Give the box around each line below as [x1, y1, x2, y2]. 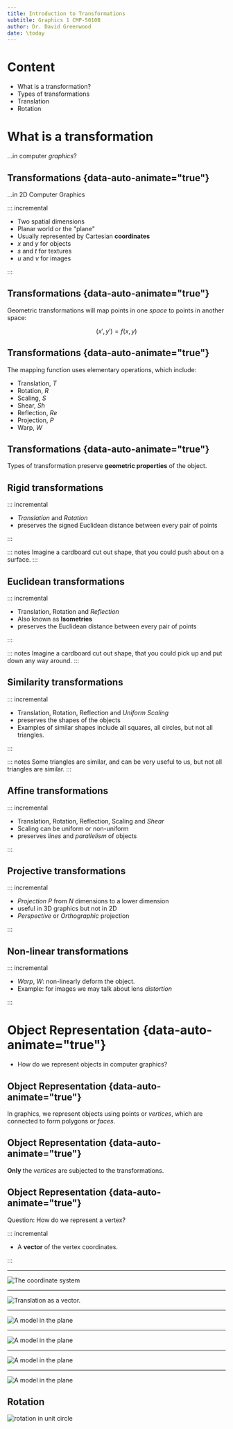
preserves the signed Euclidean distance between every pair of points [17, 521, 218, 530]
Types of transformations [17, 90, 90, 98]
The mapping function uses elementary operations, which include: [7, 365, 197, 374]
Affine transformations [7, 785, 109, 797]
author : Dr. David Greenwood [7, 23, 92, 30]
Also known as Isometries [17, 615, 92, 623]
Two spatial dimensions [17, 217, 85, 226]
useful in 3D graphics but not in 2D [17, 904, 117, 913]
